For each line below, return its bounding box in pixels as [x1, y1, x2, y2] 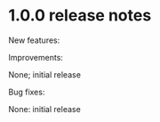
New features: [8, 35, 60, 45]
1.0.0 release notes [8, 5, 152, 26]
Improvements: [8, 52, 64, 62]
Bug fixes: [8, 86, 45, 97]
